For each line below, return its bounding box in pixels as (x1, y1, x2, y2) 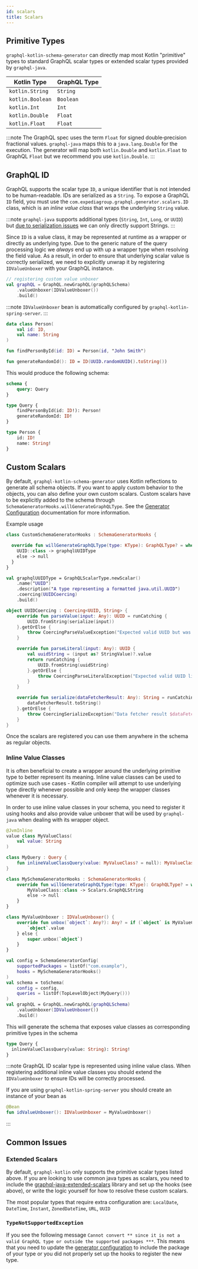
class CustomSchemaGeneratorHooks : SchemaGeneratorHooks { (6, 532, 157, 538)
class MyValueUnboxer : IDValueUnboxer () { (6, 914, 115, 920)
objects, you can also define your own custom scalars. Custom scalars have (6, 490, 191, 497)
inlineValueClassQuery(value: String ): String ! (11, 1046, 131, 1052)
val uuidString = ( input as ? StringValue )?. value (27, 651, 151, 657)
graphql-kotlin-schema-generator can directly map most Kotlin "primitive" (6, 51, 186, 59)
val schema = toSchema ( (6, 980, 65, 985)
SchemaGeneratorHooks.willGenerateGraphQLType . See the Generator (6, 503, 170, 510)
